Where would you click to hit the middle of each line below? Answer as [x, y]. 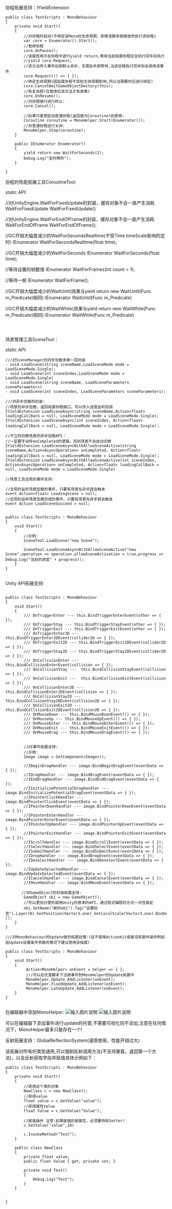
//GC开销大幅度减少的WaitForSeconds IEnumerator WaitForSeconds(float [82, 253]
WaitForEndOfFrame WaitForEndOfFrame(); [51, 225]
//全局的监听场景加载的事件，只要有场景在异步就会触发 [55, 489]
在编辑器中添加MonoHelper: [35, 1012]
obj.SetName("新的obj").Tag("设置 [59, 908]
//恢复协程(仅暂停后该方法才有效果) [57, 91]
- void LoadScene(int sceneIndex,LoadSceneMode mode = [65, 374]
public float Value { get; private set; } [70, 1161]
